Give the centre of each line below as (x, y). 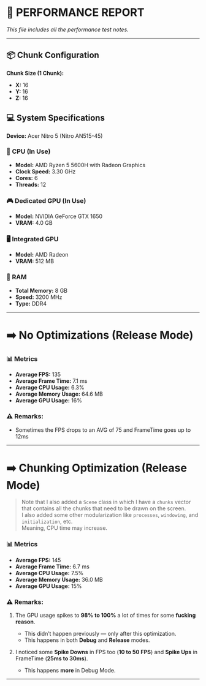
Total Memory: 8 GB (41, 290)
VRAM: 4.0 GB (34, 223)
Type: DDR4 (31, 303)
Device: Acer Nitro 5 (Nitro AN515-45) (55, 136)
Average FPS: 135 (38, 375)
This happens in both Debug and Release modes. (87, 640)
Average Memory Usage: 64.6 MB (59, 394)
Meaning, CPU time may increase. (64, 528)
